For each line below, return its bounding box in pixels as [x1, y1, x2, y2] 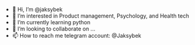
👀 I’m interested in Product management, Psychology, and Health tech [12, 12, 189, 19]
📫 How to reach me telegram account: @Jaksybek [12, 32, 142, 39]
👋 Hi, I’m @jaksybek [12, 6, 63, 13]
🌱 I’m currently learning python [12, 19, 91, 26]
